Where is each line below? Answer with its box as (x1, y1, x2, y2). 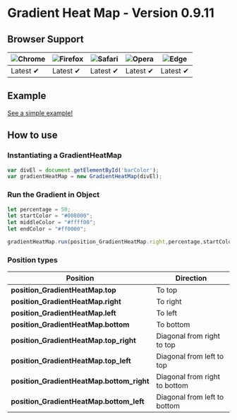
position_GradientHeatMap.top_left (11, 356, 132, 366)
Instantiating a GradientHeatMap (7, 151, 122, 161)
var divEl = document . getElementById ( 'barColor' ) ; (7, 166, 159, 174)
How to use (7, 129, 58, 141)
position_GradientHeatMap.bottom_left (11, 397, 145, 407)
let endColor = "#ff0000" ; (7, 226, 87, 233)
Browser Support (7, 33, 85, 45)
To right (156, 297, 182, 307)
